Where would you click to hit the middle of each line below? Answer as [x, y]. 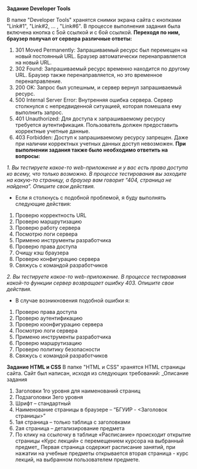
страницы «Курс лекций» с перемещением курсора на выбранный [99, 441]
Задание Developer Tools [39, 9]
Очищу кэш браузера [42, 253]
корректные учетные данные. [52, 131]
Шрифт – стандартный [43, 403]
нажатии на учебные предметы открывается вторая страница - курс [102, 453]
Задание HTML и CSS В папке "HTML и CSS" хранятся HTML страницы [96, 367]
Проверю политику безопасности [57, 349]
